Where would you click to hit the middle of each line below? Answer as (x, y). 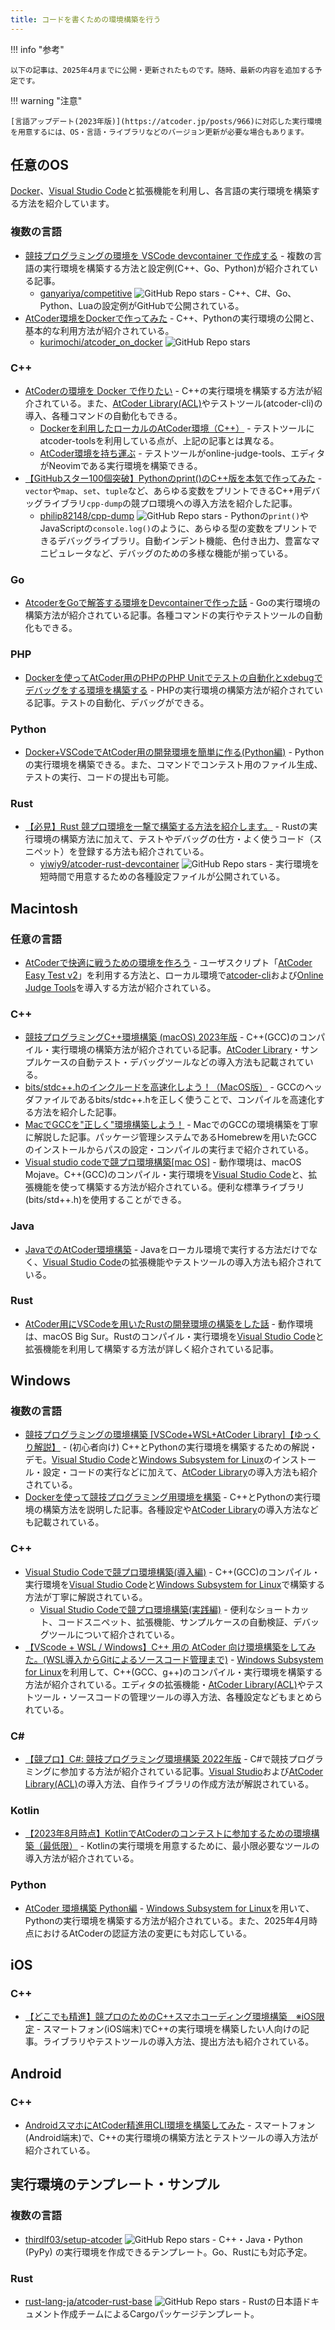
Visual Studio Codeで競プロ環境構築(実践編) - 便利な (148, 1609)
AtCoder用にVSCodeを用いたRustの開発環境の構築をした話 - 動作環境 (168, 1323)
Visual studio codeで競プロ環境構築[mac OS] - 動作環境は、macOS (163, 1162)
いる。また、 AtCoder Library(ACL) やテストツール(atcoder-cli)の (191, 403)
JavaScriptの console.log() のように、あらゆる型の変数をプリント (174, 528)
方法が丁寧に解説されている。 (86, 1597)
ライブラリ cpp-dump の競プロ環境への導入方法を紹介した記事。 (170, 503)
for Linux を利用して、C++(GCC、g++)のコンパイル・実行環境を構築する (173, 1672)
